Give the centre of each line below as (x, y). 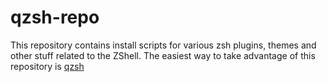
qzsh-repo (55, 17)
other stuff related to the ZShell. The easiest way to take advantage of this (163, 55)
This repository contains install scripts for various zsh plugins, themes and (163, 45)
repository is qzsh (47, 66)
